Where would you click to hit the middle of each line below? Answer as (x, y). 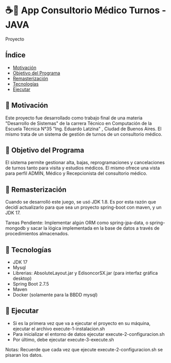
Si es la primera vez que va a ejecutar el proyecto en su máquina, (82, 323)
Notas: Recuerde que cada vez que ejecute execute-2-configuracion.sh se (84, 349)
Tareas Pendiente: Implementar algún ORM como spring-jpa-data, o (77, 223)
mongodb (16, 228)
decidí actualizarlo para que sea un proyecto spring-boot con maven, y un (83, 207)
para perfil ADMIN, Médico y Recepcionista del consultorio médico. (76, 173)
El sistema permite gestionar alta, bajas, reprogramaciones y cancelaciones (85, 163)
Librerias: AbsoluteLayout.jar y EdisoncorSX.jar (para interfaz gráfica (85, 273)
